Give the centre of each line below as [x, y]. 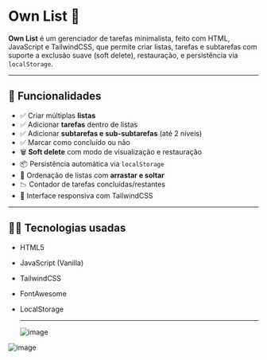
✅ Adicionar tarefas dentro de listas [79, 124]
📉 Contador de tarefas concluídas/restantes [92, 184]
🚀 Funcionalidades [55, 96]
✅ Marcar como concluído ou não [75, 142]
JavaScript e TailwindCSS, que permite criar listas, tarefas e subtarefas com [133, 46]
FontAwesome [43, 293]
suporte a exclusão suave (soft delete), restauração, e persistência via [123, 55]
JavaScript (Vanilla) [52, 263]
